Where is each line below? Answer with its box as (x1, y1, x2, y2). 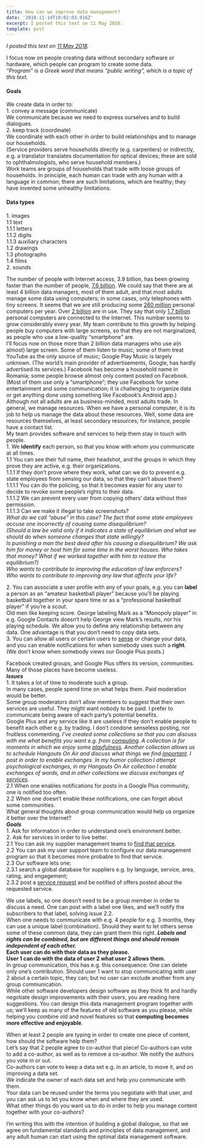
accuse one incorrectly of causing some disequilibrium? (6, 520, 147, 528)
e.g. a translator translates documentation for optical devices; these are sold (6, 152, 197, 159)
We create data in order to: (6, 101, 73, 108)
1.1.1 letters (6, 225, 33, 232)
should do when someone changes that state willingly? (6, 533, 144, 540)
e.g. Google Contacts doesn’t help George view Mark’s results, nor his (6, 615, 181, 623)
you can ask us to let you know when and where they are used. (6, 1095, 164, 1102)
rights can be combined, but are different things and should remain (6, 935, 180, 943)
